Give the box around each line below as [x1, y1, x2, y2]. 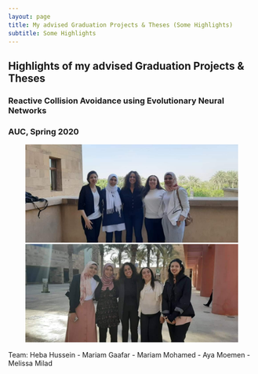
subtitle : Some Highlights [8, 29, 96, 37]
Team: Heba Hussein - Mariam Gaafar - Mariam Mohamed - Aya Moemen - [8, 350, 251, 359]
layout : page [8, 13, 51, 20]
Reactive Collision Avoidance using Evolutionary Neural [8, 95, 225, 106]
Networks [8, 104, 47, 115]
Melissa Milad [8, 358, 53, 368]
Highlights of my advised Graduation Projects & [8, 59, 245, 72]
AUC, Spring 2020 [8, 126, 80, 137]
